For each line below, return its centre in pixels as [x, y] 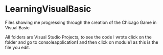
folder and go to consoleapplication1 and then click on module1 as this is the [82, 42]
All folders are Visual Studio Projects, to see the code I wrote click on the [78, 37]
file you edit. [18, 47]
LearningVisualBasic [48, 9]
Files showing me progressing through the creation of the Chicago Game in [81, 22]
